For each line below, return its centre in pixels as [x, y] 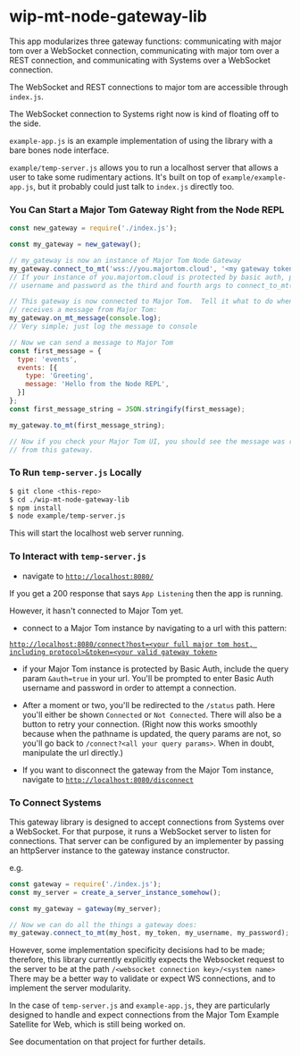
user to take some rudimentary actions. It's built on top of [115, 177]
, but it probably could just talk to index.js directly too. [133, 186]
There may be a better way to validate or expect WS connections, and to [142, 979]
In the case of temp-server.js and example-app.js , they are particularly [140, 1005]
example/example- [254, 177]
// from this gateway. [51, 450]
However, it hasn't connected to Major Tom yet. [96, 611]
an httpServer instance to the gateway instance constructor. [120, 850]
